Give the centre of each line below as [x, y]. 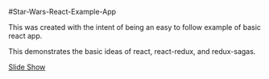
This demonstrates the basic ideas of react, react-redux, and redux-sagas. [132, 51]
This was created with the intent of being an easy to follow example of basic [135, 27]
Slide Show [27, 67]
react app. [25, 36]
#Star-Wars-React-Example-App [62, 12]
